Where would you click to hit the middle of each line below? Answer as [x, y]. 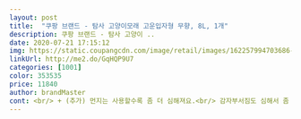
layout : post [34, 17]
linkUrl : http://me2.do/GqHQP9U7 [72, 59]
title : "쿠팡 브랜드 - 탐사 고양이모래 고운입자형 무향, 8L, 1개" [119, 26]
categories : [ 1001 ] [46, 68]
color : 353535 [36, 76]
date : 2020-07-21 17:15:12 [60, 42]
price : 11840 [34, 84]
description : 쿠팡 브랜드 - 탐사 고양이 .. [82, 34]
